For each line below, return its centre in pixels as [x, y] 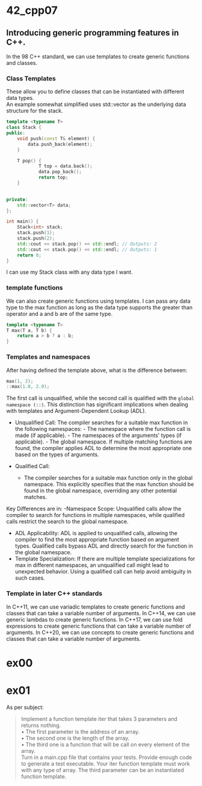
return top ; [53, 178]
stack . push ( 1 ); [36, 233]
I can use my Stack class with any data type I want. [70, 272]
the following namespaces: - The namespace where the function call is [103, 429]
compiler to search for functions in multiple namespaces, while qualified [96, 515]
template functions [35, 288]
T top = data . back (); [66, 166]
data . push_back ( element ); [60, 144]
